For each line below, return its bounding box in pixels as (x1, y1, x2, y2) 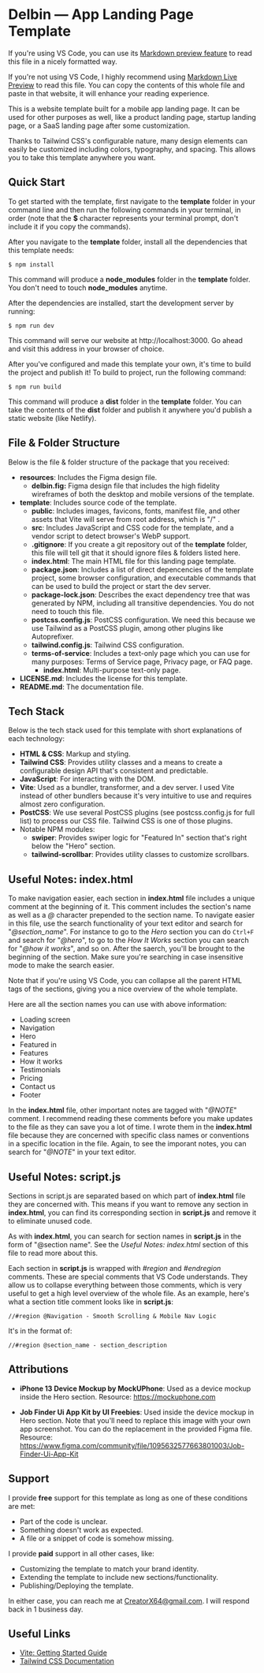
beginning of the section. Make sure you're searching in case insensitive (8, 952, 244, 962)
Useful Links (8, 1627, 71, 1641)
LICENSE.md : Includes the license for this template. (19, 673, 188, 683)
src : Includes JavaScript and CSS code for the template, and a (31, 523, 234, 532)
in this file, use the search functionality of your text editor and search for (8, 918, 244, 928)
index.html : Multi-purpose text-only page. (43, 665, 181, 675)
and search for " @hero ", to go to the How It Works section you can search (8, 936, 250, 945)
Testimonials (19, 1065, 61, 1075)
